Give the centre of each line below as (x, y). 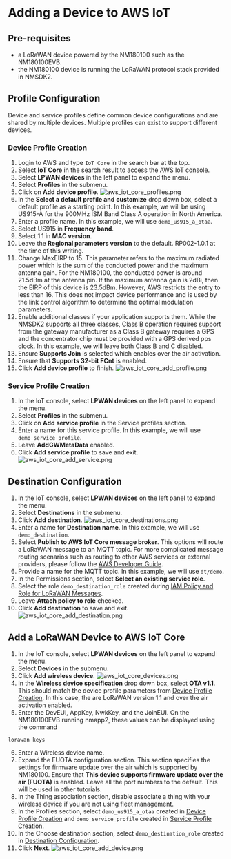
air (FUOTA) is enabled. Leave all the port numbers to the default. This (118, 782)
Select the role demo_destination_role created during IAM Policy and (115, 586)
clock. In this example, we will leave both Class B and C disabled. (110, 346)
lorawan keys (27, 740)
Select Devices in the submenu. (63, 668)
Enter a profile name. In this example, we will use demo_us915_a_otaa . (115, 222)
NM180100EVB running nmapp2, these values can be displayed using (117, 720)
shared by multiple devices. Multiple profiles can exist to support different (113, 122)
